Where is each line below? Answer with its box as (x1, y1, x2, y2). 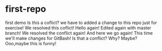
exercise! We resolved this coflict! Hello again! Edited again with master (5, 25, 152, 30)
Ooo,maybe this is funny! (5, 40, 57, 46)
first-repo (5, 3, 46, 15)
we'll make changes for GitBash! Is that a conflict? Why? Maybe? (5, 35, 138, 41)
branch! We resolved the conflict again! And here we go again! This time (5, 30, 153, 36)
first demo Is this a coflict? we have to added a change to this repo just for (5, 20, 158, 25)
